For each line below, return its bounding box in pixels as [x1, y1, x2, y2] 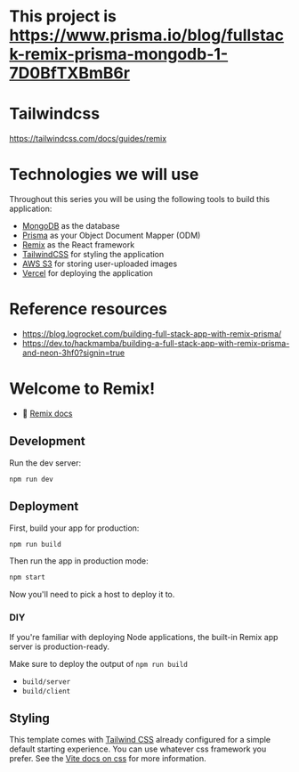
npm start [9, 573, 46, 582]
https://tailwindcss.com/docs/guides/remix [9, 134, 167, 144]
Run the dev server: [9, 457, 82, 468]
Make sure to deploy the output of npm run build [9, 658, 189, 669]
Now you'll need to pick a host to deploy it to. [9, 589, 175, 600]
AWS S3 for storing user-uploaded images [21, 258, 178, 269]
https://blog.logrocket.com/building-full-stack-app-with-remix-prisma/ [21, 329, 282, 339]
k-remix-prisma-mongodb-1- [9, 45, 229, 64]
